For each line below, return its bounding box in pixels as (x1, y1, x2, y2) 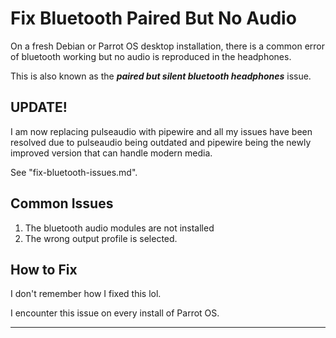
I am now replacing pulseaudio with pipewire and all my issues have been (10, 125, 313, 137)
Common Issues (10, 195, 114, 212)
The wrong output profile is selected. (24, 232, 178, 244)
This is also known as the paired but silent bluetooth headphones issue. (10, 70, 312, 82)
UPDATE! (10, 99, 68, 116)
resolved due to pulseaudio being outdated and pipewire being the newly (10, 136, 312, 148)
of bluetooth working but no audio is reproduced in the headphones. (10, 50, 292, 62)
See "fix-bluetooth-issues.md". (10, 166, 138, 178)
